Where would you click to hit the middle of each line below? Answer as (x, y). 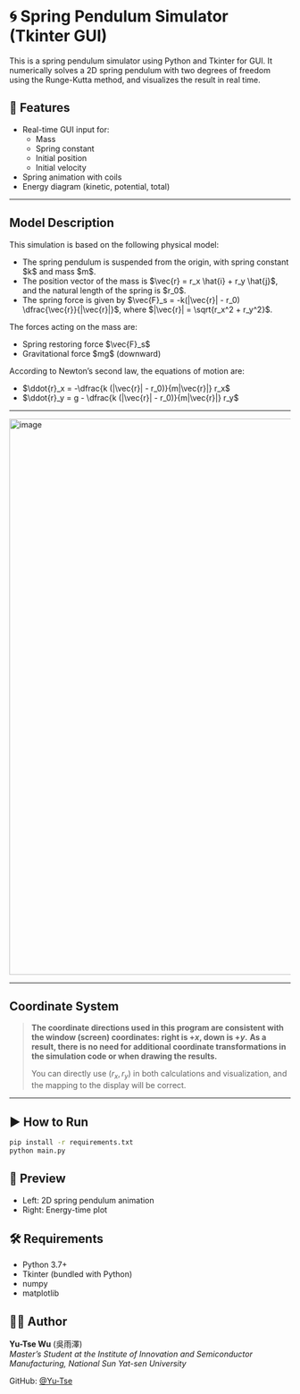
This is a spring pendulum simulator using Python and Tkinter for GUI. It (141, 61)
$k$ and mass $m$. (59, 271)
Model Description (62, 223)
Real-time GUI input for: (66, 129)
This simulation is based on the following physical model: (114, 244)
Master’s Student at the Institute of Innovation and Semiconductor (131, 1354)
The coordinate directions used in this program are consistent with (157, 1028)
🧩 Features (40, 108)
